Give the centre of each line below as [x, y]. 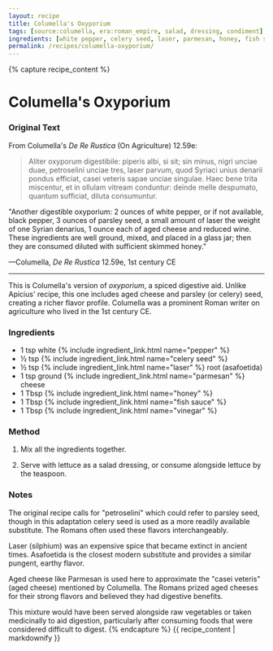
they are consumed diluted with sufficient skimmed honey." [108, 246]
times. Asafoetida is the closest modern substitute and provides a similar [130, 554]
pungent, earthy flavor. [47, 563]
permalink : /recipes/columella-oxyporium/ [81, 46]
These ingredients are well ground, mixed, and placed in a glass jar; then [130, 238]
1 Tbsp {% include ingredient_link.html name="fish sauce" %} [123, 402]
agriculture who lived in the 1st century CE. [80, 311]
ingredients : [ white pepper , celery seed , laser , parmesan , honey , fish [134, 39]
